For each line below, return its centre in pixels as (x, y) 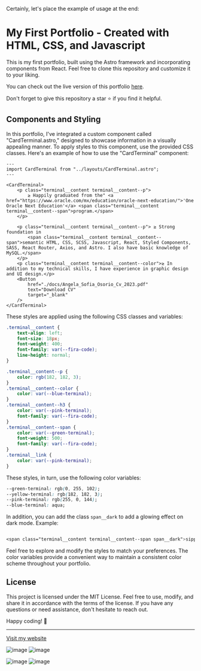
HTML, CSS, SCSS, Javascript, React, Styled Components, (119, 242)
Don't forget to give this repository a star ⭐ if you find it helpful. (84, 98)
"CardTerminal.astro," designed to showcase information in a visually (91, 140)
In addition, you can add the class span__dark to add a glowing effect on (95, 517)
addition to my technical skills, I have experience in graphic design (97, 269)
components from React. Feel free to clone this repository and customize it (98, 68)
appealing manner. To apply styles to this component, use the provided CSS (100, 147)
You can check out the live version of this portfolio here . (75, 86)
